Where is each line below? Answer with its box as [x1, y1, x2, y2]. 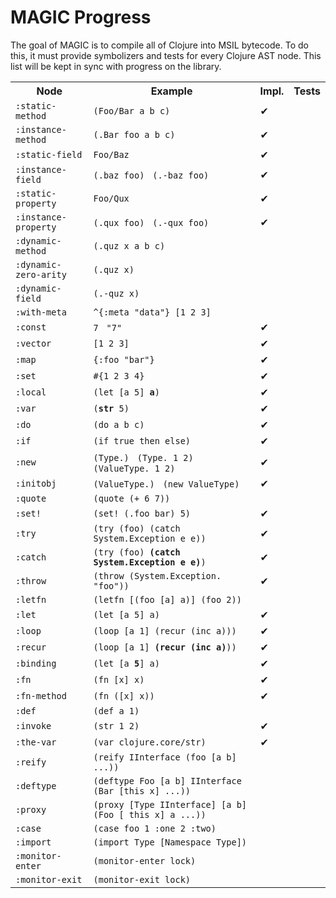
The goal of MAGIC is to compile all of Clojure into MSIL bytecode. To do [10, 39, 309, 51]
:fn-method [15, 690, 67, 701]
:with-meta [15, 306, 67, 318]
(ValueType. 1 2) [93, 462, 176, 474]
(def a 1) [93, 705, 140, 716]
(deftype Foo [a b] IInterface [93, 775, 242, 786]
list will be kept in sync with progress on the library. [10, 60, 222, 72]
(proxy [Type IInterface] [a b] [93, 799, 248, 810]
